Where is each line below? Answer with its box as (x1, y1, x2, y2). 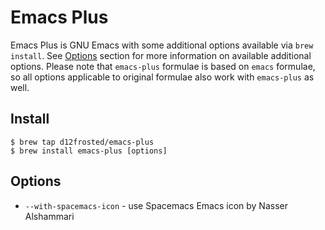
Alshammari (24, 210, 75, 222)
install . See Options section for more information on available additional (10, 49, 312, 61)
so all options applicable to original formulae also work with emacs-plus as (10, 71, 315, 83)
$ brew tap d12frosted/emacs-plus (10, 137, 155, 147)
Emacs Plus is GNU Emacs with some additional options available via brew (10, 39, 314, 51)
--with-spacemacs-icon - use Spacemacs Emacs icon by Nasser (24, 199, 288, 211)
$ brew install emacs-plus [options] (10, 146, 168, 156)
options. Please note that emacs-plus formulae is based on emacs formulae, (10, 60, 316, 72)
